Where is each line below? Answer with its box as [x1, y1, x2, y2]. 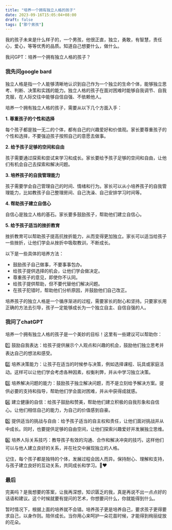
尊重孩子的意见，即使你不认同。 [12, 274, 80, 280]
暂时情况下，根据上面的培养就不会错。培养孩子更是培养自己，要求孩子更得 [5, 506, 162, 513]
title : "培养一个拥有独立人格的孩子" [5, 7, 76, 13]
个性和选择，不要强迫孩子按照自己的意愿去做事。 [5, 133, 109, 139]
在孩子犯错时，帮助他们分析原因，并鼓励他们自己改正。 [12, 287, 130, 293]
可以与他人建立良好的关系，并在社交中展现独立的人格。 [5, 445, 122, 451]
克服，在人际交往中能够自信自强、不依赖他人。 [5, 94, 104, 100]
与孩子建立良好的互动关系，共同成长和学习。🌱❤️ [5, 462, 107, 468]
